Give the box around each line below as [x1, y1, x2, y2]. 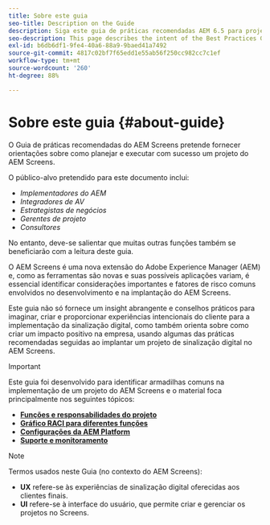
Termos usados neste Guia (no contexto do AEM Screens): [8, 466, 202, 476]
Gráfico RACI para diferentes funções [19, 418, 149, 428]
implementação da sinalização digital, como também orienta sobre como [8, 320, 249, 330]
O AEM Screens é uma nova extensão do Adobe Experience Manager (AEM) [8, 262, 261, 272]
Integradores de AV [19, 196, 84, 206]
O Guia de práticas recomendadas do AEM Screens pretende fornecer [8, 140, 241, 150]
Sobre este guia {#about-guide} [8, 113, 225, 131]
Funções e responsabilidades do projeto [19, 409, 157, 419]
